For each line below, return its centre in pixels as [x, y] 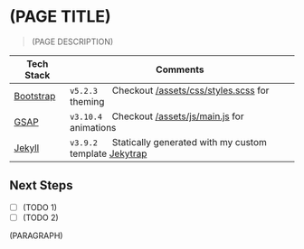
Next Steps [41, 185]
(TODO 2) [40, 217]
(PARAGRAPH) [36, 235]
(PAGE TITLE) [60, 17]
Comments [180, 69]
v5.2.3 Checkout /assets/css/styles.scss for [169, 90]
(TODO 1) [39, 207]
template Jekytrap [108, 153]
